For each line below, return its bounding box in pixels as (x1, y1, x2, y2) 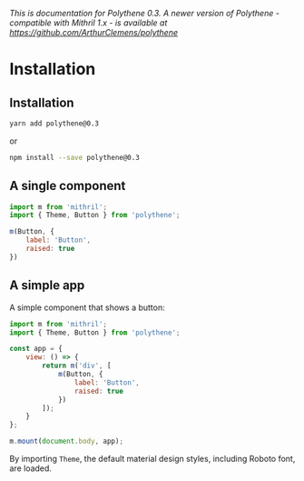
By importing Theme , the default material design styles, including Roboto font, (9, 454, 296, 464)
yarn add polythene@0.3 (9, 119, 100, 128)
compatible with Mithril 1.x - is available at (9, 17, 168, 28)
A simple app (9, 277, 85, 294)
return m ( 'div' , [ (42, 361, 112, 371)
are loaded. (9, 463, 53, 474)
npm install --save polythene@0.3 (9, 153, 141, 162)
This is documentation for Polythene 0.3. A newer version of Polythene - (9, 8, 279, 18)
